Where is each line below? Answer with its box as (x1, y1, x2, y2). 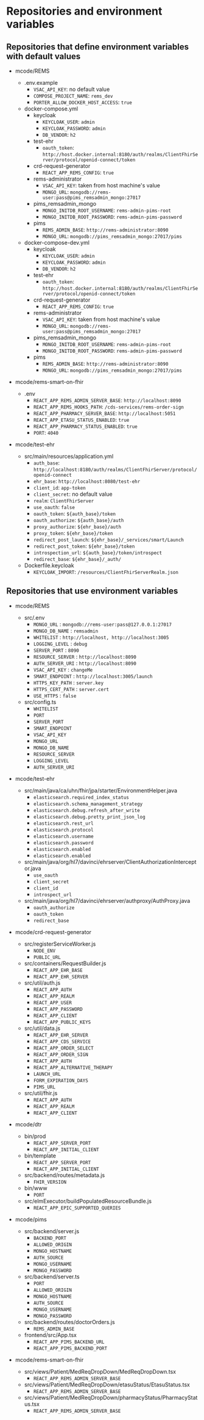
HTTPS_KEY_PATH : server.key (33, 679, 104, 686)
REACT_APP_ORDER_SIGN (33, 1051, 88, 1057)
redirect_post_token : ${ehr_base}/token (33, 542, 135, 549)
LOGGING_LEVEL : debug (33, 640, 88, 647)
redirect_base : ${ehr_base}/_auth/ (33, 556, 122, 562)
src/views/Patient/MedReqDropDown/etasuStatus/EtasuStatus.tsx (24, 1381, 190, 1388)
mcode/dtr (15, 1120, 42, 1128)
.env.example (24, 79, 58, 86)
